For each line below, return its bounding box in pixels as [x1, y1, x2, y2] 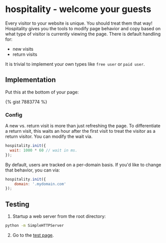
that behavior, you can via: [5, 167, 60, 173]
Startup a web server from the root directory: [12, 213, 106, 219]
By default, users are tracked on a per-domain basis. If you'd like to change [5, 161, 161, 168]
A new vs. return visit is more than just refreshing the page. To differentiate [5, 123, 161, 129]
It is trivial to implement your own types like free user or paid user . [5, 61, 145, 67]
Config [5, 111, 23, 118]
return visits [12, 51, 38, 57]
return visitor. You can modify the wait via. [5, 133, 93, 139]
